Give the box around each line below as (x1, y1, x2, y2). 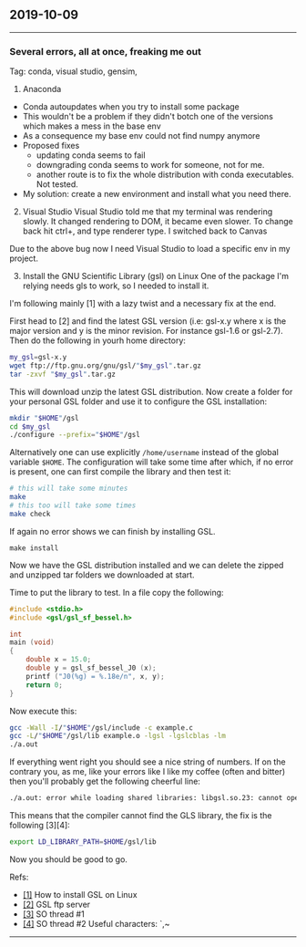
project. (9, 253, 39, 264)
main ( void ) (9, 638, 55, 647)
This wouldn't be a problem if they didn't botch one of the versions (22, 111, 273, 122)
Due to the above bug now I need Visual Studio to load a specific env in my (9, 244, 291, 255)
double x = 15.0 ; (25, 655, 92, 664)
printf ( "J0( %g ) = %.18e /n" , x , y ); (25, 671, 166, 681)
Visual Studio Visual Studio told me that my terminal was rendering (22, 206, 273, 217)
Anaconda (22, 84, 62, 95)
